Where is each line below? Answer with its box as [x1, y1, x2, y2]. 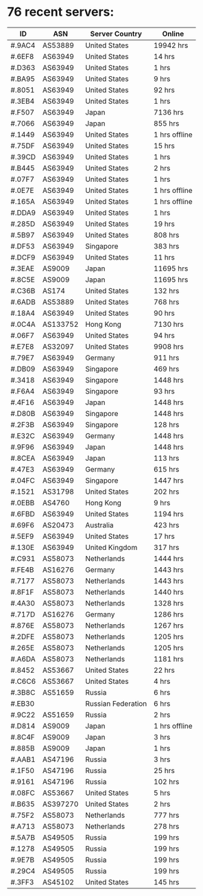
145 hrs [153, 877, 180, 886]
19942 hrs [153, 41, 189, 50]
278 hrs [153, 821, 180, 831]
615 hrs [153, 464, 180, 474]
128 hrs [153, 420, 180, 429]
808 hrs [153, 230, 180, 240]
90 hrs [153, 308, 175, 318]
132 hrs [153, 286, 180, 295]
